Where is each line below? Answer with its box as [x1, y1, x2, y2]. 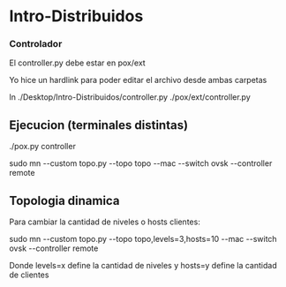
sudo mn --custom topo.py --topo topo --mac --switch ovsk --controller [9, 158, 273, 169]
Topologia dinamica [9, 193, 120, 208]
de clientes [9, 269, 49, 280]
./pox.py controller [9, 141, 77, 152]
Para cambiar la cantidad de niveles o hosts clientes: [9, 216, 200, 227]
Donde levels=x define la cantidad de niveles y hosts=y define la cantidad [9, 261, 277, 271]
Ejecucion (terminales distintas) [9, 117, 188, 132]
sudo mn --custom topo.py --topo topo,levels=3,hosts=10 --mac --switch [9, 234, 277, 245]
